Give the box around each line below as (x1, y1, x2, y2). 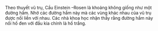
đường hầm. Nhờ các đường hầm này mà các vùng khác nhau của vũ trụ (5, 10, 152, 16)
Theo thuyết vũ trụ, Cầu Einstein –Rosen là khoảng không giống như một (5, 5, 152, 10)
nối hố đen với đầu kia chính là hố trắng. (5, 20, 86, 26)
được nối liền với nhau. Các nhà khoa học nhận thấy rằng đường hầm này (5, 15, 154, 21)
